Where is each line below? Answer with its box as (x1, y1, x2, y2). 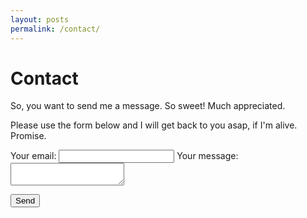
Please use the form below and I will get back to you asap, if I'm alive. (10, 119, 298, 131)
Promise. (10, 130, 47, 142)
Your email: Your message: (10, 150, 239, 162)
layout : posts (10, 14, 70, 25)
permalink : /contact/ (10, 24, 101, 34)
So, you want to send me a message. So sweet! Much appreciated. (10, 100, 286, 112)
